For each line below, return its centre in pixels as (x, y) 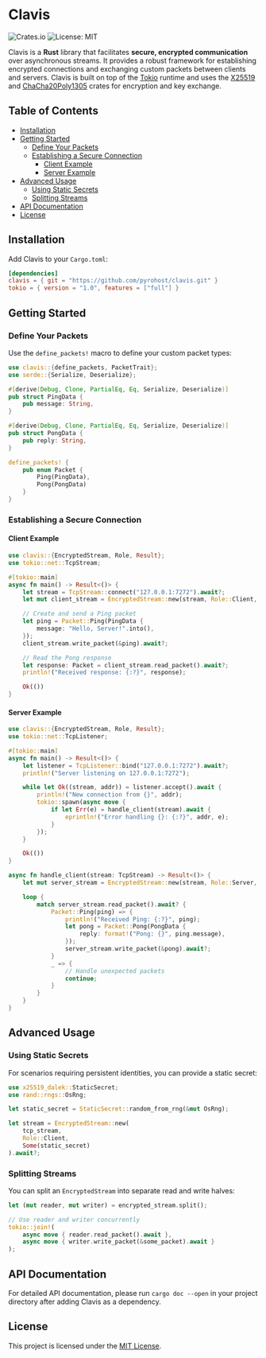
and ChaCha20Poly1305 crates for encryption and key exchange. (115, 86)
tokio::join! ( (32, 1227)
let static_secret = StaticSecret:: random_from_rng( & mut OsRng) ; (118, 1109)
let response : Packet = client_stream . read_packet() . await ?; (125, 665)
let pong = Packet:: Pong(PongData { (125, 927)
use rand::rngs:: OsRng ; (48, 1095)
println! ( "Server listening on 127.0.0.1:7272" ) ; (106, 773)
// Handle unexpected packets (115, 971)
